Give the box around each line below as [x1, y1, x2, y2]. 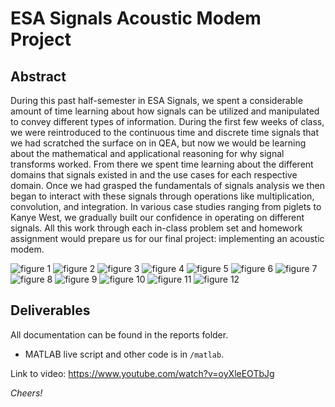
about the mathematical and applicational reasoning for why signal [10, 148, 285, 159]
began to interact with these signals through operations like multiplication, [10, 190, 315, 202]
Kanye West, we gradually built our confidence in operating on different [10, 212, 305, 223]
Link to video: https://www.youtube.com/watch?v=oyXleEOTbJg [10, 367, 275, 379]
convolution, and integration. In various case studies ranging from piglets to [10, 201, 322, 212]
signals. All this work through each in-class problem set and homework [10, 222, 303, 234]
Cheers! [10, 387, 43, 399]
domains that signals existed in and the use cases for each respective [10, 169, 298, 181]
